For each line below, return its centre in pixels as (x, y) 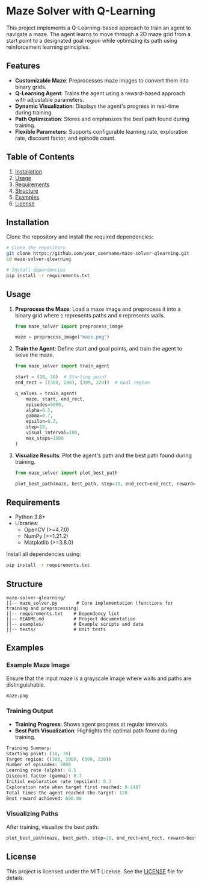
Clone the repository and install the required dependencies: (80, 237)
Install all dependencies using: (44, 554)
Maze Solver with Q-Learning (81, 11)
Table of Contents (41, 157)
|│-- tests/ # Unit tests (56, 629)
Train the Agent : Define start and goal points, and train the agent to (99, 349)
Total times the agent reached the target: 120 (67, 793)
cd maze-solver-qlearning (38, 259)
